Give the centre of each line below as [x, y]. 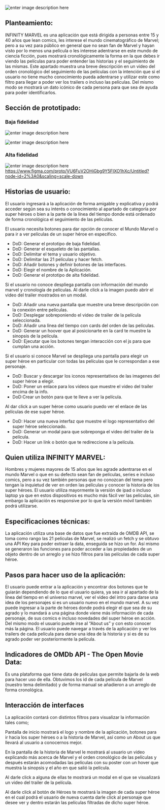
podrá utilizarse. [22, 506]
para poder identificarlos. [31, 92]
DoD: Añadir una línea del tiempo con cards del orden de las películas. [83, 325]
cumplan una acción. [33, 346]
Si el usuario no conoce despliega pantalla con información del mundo [77, 284]
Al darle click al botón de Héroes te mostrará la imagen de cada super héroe [82, 792]
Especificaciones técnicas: [48, 521]
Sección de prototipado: [43, 108]
